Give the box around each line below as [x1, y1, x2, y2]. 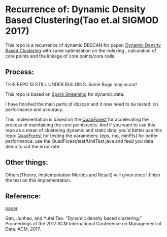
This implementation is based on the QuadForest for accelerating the [5, 116, 149, 122]
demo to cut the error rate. [5, 143, 61, 149]
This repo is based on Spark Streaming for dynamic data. [5, 91, 125, 97]
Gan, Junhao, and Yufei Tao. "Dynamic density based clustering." [5, 215, 142, 221]
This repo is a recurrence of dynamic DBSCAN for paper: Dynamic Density [5, 42, 161, 48]
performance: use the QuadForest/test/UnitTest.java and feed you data [5, 138, 153, 144]
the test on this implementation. [5, 177, 72, 183]
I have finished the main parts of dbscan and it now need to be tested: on [5, 101, 158, 107]
